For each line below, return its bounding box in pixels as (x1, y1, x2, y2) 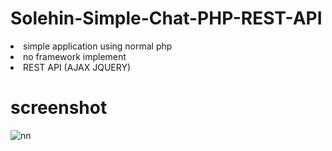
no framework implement (23, 50, 127, 62)
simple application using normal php (23, 40, 173, 52)
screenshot (10, 97, 108, 119)
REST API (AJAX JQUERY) (23, 61, 132, 73)
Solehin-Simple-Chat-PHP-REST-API (10, 7, 323, 30)
